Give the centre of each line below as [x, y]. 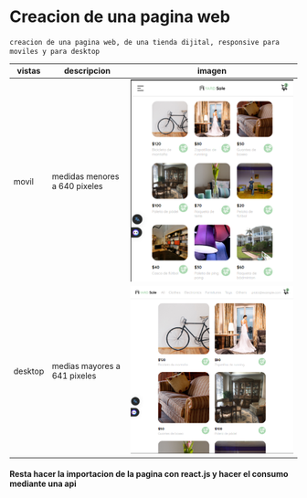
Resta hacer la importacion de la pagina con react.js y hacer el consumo [149, 474]
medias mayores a [86, 366]
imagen [212, 71]
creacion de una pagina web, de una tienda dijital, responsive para [145, 42]
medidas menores [85, 176]
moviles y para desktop [55, 51]
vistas [29, 71]
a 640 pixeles [77, 186]
